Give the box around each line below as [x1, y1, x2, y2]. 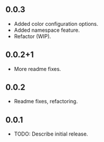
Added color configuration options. [13, 20, 99, 27]
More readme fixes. [13, 65, 61, 72]
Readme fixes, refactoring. [13, 98, 78, 105]
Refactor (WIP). [13, 32, 51, 40]
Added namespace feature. [13, 26, 80, 33]
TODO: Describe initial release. [13, 130, 88, 137]
